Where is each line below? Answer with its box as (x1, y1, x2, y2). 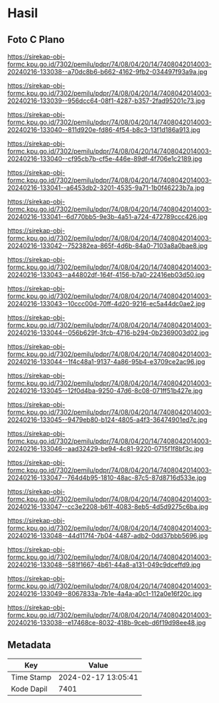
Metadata (7, 639, 51, 651)
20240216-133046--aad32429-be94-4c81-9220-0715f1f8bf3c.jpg (7, 445, 204, 452)
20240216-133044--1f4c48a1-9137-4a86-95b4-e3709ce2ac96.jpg (7, 358, 205, 365)
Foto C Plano (7, 34, 65, 46)
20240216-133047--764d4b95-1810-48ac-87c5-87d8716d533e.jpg (7, 473, 207, 482)
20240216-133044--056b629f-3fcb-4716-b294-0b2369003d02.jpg (7, 328, 209, 337)
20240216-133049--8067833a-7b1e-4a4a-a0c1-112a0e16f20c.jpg (7, 590, 202, 597)
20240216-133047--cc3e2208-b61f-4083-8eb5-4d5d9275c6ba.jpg (7, 502, 208, 511)
